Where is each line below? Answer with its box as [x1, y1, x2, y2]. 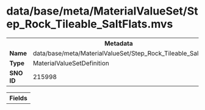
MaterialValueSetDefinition [32, 59, 110, 67]
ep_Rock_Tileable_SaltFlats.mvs [6, 17, 173, 31]
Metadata [104, 39, 133, 47]
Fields [9, 94, 27, 102]
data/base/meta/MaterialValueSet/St [6, 4, 198, 18]
